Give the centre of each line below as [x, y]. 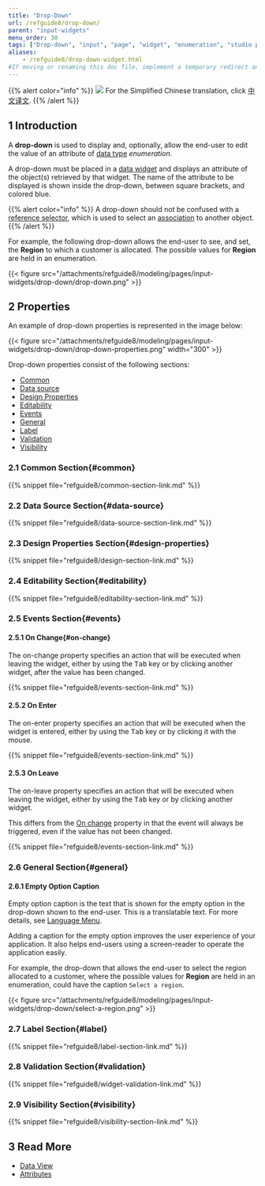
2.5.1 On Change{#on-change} [60, 638]
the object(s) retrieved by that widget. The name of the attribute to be [121, 177]
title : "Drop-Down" [40, 15]
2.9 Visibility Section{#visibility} [72, 1105]
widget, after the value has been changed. [77, 672]
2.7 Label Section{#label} [58, 1029]
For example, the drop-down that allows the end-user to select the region [127, 968]
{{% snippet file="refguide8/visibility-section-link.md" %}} [103, 1122]
